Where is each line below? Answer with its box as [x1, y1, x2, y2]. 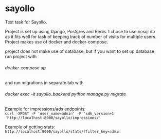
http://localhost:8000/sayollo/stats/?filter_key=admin [5, 129, 121, 134]
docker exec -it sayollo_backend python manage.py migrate [5, 91, 126, 97]
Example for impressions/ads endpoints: [5, 106, 86, 112]
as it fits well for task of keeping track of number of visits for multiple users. [5, 34, 157, 40]
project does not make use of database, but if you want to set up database [5, 48, 155, 54]
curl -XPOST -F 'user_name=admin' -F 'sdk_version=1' [5, 111, 117, 116]
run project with [5, 53, 37, 59]
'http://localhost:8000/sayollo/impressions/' [5, 116, 101, 120]
